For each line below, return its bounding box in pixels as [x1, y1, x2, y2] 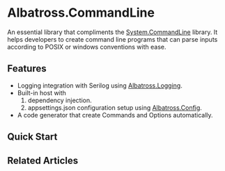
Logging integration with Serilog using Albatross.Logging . [17, 81, 183, 90]
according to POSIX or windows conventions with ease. [7, 42, 166, 51]
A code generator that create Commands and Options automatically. [17, 111, 214, 119]
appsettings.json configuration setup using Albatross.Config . [27, 103, 202, 112]
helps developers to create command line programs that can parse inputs [7, 35, 218, 43]
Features [7, 63, 47, 74]
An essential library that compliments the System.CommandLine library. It [7, 28, 218, 36]
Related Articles [7, 154, 79, 166]
